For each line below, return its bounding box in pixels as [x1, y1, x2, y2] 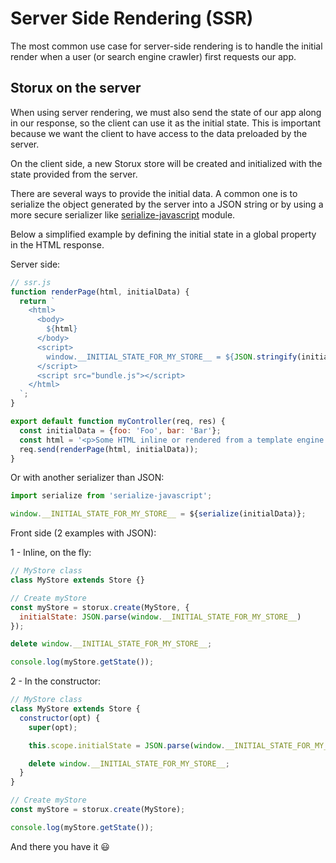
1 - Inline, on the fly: [10, 547, 92, 559]
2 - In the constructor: [10, 675, 102, 687]
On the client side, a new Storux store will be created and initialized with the [10, 157, 323, 169]
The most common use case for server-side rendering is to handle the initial [10, 40, 323, 52]
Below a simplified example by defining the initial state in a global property [10, 228, 317, 240]
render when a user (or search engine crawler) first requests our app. [10, 50, 297, 62]
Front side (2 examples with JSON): [10, 527, 157, 539]
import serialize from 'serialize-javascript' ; [10, 491, 213, 501]
